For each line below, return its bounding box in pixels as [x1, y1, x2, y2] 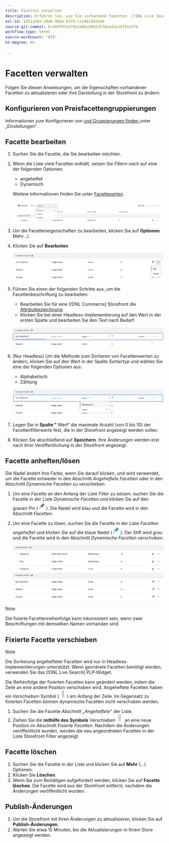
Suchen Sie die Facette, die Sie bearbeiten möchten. [12, 151, 122, 157]
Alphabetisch [20, 373, 48, 379]
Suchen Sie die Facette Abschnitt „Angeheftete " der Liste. [12, 708, 133, 714]
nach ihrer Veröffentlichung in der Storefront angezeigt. [12, 442, 128, 448]
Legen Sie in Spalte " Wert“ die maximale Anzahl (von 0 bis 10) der [12, 422, 151, 428]
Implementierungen [5, 664, 46, 670]
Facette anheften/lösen [5, 457, 80, 466]
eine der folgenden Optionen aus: [12, 363, 82, 370]
